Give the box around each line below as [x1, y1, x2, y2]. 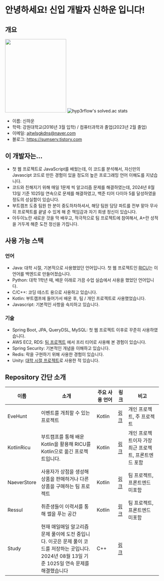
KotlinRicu [7, 444, 31, 451]
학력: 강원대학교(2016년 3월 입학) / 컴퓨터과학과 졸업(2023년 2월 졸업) [12, 124, 147, 130]
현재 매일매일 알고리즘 [41, 523, 89, 530]
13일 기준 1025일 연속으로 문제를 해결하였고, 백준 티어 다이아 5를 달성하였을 [12, 190, 156, 196]
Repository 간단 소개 [5, 373, 66, 382]
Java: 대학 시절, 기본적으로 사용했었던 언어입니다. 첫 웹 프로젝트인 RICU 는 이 [12, 265, 158, 271]
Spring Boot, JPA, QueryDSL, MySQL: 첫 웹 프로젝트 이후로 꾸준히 [12, 326, 141, 333]
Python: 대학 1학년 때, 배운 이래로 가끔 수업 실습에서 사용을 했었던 [12, 277, 138, 283]
